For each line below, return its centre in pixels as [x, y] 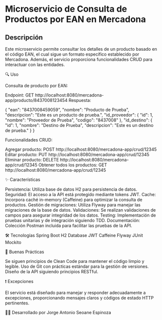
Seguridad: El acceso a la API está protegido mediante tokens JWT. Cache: [81, 194]
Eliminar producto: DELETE [32, 160]
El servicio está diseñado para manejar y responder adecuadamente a [75, 293]
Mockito [13, 242]
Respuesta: [80, 100]
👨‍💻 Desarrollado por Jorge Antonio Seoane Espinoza [58, 312]
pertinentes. [17, 303]
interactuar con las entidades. [35, 65]
